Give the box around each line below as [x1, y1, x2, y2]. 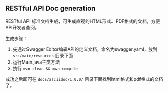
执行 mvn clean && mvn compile [12, 65, 78, 71]
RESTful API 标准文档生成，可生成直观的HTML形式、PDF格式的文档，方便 [5, 18, 160, 24]
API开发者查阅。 [5, 24, 40, 30]
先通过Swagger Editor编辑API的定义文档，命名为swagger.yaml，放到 [12, 46, 158, 52]
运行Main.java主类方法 [12, 58, 60, 65]
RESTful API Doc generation [5, 4, 96, 13]
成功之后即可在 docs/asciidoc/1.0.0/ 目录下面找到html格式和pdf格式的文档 [5, 76, 163, 82]
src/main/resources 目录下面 [12, 52, 73, 58]
